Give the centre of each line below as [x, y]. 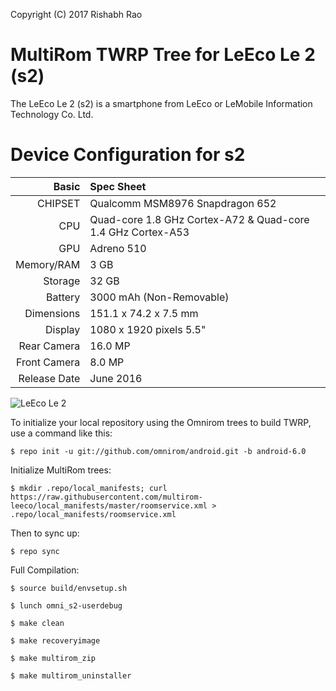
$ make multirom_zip [53, 658]
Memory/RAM [48, 264]
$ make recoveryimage [55, 640]
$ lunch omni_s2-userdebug [66, 605]
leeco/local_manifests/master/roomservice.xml [109, 505]
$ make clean [37, 623]
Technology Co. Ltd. [52, 114]
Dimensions [52, 313]
